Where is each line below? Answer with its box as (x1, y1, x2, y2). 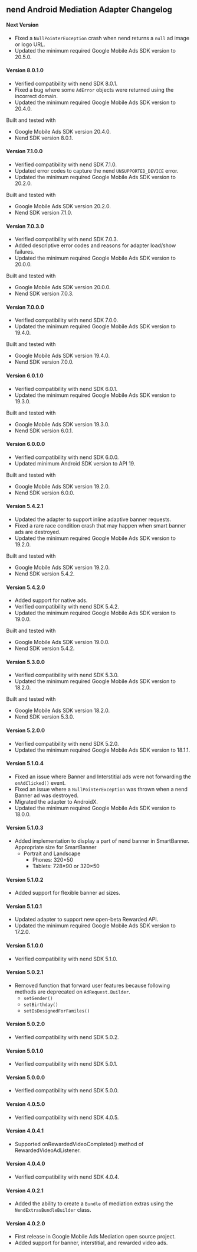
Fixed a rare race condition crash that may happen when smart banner (14, 522, 186, 529)
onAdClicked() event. (14, 779, 66, 786)
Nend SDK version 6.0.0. (14, 489, 75, 496)
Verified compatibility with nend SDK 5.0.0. (14, 1087, 119, 1094)
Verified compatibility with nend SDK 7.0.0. (14, 316, 119, 324)
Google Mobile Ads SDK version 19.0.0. (14, 639, 110, 646)
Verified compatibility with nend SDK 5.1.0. (14, 955, 118, 962)
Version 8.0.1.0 (6, 67, 44, 74)
